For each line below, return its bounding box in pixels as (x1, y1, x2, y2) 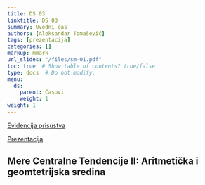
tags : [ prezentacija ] (7, 37, 71, 44)
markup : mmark (7, 50, 49, 57)
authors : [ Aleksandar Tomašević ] (7, 30, 105, 37)
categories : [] (7, 43, 52, 50)
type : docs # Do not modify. (7, 69, 96, 76)
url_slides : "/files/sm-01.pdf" (7, 56, 102, 63)
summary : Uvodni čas (7, 23, 68, 30)
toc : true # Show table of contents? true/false (7, 63, 156, 70)
